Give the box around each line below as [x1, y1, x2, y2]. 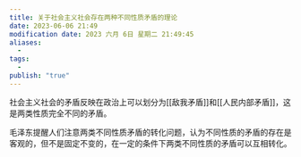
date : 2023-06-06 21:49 [9, 21, 99, 30]
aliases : [9, 37, 42, 47]
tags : [9, 54, 30, 63]
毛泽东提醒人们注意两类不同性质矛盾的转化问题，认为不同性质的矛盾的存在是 [9, 127, 292, 137]
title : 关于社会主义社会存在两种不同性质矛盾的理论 [9, 12, 177, 22]
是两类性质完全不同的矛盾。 [9, 108, 112, 119]
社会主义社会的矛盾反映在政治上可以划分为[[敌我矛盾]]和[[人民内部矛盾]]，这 [9, 96, 291, 107]
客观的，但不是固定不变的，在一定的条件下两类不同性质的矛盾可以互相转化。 [9, 137, 292, 148]
